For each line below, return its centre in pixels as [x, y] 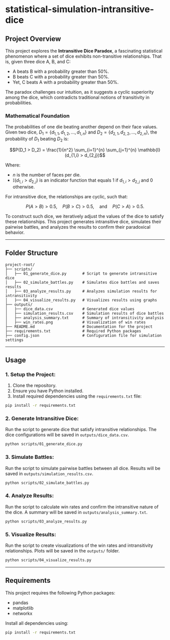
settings [14, 340]
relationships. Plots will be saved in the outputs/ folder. [62, 550]
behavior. [15, 232]
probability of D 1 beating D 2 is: [37, 139]
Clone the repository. [34, 386]
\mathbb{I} [149, 150]
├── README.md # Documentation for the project [79, 327]
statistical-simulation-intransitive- [80, 9]
